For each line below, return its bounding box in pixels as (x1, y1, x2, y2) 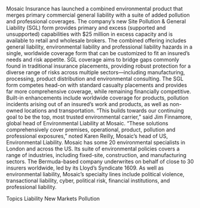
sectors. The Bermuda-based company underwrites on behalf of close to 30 (6, 158, 194, 165)
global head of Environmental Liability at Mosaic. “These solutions (6, 120, 168, 126)
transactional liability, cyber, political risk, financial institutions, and (6, 177, 170, 184)
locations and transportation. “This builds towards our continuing (24, 107, 184, 114)
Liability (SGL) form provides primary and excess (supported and (6, 24, 166, 31)
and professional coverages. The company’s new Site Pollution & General (6, 18, 186, 25)
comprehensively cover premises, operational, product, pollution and (6, 126, 176, 133)
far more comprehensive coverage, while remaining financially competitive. (6, 88, 191, 95)
